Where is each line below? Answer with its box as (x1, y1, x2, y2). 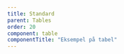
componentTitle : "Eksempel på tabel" (7, 36, 118, 43)
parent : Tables (7, 17, 52, 24)
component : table (7, 29, 58, 37)
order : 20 (7, 23, 36, 30)
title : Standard (7, 10, 55, 18)
